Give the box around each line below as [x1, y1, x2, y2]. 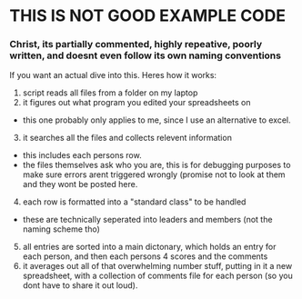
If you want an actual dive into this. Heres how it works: [9, 70, 216, 81]
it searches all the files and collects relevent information [22, 133, 232, 144]
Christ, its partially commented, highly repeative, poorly [9, 38, 263, 51]
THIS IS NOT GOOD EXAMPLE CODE [9, 5, 287, 26]
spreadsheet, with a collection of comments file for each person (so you [22, 270, 293, 282]
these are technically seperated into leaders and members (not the [22, 214, 273, 225]
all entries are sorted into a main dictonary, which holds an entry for [22, 242, 277, 253]
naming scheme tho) [22, 224, 100, 234]
